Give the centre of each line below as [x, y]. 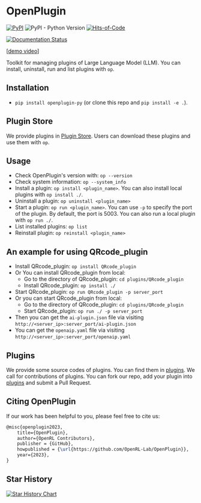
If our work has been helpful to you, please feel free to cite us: [83, 416]
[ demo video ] [23, 51]
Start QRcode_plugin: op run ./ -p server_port [83, 311]
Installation [28, 88]
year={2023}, [33, 455]
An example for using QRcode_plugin [77, 251]
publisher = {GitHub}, [45, 444]
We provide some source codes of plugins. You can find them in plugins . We [100, 370]
